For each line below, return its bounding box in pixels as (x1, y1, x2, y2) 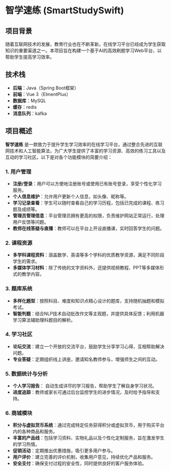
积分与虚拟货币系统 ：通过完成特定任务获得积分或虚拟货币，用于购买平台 (12, 422, 164, 428)
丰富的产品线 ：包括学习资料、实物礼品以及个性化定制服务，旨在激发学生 (12, 435, 164, 441)
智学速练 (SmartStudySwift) (5, 5, 124, 16)
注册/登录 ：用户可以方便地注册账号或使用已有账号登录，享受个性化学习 (12, 180, 162, 186)
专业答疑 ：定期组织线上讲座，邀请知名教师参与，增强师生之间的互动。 (12, 356, 160, 362)
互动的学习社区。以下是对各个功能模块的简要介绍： (5, 154, 112, 160)
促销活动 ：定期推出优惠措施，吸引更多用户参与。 (12, 448, 116, 454)
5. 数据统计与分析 (5, 370, 48, 377)
